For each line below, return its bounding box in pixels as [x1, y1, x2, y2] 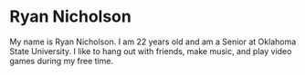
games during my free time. [9, 55, 114, 66]
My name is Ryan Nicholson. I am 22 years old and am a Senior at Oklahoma [9, 36, 297, 47]
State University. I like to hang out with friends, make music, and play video [9, 45, 292, 56]
